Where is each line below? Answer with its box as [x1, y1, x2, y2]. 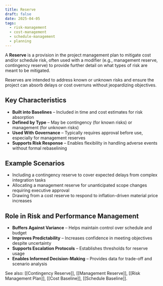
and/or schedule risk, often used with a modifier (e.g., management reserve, [5, 57, 158, 63]
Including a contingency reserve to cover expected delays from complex [12, 172, 158, 178]
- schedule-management [9, 34, 55, 39]
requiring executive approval [12, 187, 70, 193]
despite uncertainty [12, 240, 52, 246]
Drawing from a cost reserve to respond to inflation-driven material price [12, 193, 158, 199]
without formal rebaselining [12, 145, 67, 151]
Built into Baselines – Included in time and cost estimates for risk [12, 109, 143, 115]
